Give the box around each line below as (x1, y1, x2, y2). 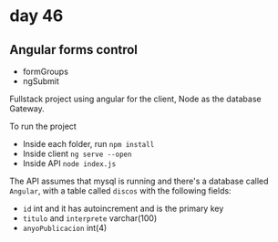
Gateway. (9, 103, 46, 114)
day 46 (9, 5, 64, 26)
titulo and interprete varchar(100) (22, 213, 158, 224)
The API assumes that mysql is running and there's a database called (9, 175, 269, 186)
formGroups (22, 66, 68, 77)
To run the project (9, 121, 77, 132)
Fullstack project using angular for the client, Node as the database (9, 93, 262, 104)
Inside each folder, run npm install (22, 139, 155, 149)
